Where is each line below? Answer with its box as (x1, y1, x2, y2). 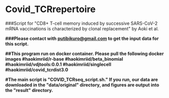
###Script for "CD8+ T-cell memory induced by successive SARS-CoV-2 (5, 20, 158, 26)
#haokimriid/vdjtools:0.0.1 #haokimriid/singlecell (5, 61, 112, 67)
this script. (5, 40, 29, 46)
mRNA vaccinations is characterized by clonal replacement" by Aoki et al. (5, 25, 159, 31)
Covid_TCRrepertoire (5, 4, 96, 15)
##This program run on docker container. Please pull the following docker (5, 51, 164, 57)
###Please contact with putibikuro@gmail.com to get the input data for (5, 35, 159, 41)
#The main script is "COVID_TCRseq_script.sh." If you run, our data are (5, 76, 158, 82)
